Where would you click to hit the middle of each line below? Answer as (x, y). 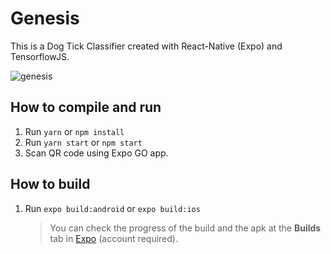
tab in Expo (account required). (113, 238)
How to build (50, 184)
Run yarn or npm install (74, 131)
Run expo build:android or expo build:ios (112, 208)
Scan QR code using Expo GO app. (96, 153)
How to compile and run (86, 107)
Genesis (45, 18)
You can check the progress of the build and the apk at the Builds (185, 228)
